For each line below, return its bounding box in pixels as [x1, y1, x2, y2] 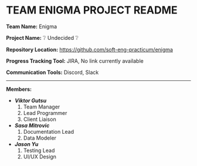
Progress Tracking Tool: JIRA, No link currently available [6, 57, 144, 65]
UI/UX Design [23, 153, 57, 160]
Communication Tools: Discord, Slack [6, 69, 99, 76]
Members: [6, 86, 32, 93]
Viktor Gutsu [14, 97, 47, 104]
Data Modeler [23, 134, 57, 141]
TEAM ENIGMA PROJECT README [6, 4, 178, 17]
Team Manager [23, 103, 60, 110]
